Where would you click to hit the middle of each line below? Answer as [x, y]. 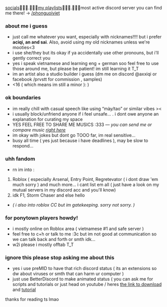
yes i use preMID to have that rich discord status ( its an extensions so [84, 268]
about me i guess [26, 26]
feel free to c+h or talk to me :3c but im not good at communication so [84, 234]
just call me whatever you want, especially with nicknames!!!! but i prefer [87, 37]
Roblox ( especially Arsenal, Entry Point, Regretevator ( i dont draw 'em [85, 179]
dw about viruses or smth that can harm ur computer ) [68, 274]
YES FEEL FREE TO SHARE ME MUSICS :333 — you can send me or [82, 124]
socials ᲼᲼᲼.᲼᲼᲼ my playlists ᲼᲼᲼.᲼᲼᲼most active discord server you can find [83, 8]
